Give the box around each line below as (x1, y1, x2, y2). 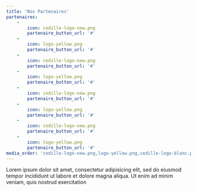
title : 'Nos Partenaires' (6, 8, 69, 15)
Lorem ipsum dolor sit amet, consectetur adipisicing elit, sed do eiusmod (6, 166, 182, 173)
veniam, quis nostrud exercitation (6, 179, 87, 186)
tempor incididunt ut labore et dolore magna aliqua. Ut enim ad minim (6, 172, 174, 179)
